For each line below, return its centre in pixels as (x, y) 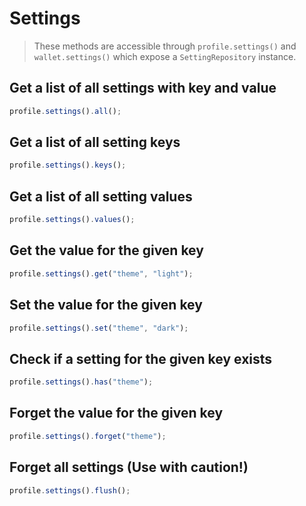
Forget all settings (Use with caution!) (129, 467)
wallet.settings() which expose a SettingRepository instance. (165, 56)
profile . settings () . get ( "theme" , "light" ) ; (101, 273)
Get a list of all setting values (101, 196)
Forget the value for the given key (116, 413)
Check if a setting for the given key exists (141, 358)
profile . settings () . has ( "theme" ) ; (81, 382)
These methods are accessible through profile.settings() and (165, 46)
